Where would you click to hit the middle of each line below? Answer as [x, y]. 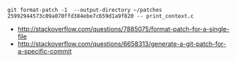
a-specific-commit [44, 51]
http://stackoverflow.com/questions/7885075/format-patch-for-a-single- [123, 29]
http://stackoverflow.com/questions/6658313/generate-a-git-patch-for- [122, 44]
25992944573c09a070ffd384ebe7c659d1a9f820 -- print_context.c [101, 16]
